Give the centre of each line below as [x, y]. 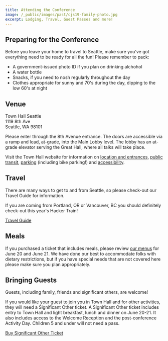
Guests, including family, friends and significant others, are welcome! [77, 292]
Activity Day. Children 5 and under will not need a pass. [62, 323]
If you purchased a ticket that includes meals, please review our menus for [82, 248]
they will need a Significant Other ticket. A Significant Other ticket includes [82, 307]
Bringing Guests [31, 280]
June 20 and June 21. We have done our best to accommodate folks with [81, 253]
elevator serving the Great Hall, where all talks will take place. [82, 147]
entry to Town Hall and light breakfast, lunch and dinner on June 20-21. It [81, 313]
